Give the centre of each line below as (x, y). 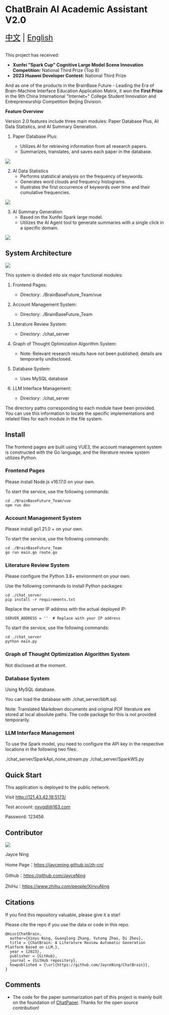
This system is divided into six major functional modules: (64, 275)
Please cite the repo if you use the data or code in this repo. (67, 924)
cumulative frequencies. (45, 192)
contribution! (26, 1008)
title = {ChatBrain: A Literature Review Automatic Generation (77, 943)
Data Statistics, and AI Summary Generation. (51, 126)
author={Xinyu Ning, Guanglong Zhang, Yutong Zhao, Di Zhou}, (76, 938)
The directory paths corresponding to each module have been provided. (80, 408)
